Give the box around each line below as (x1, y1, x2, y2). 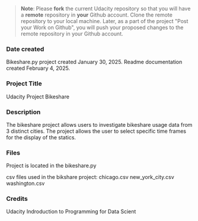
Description (6, 108, 41, 116)
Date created (6, 44, 44, 53)
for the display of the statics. (6, 133, 76, 141)
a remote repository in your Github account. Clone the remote (20, 11, 173, 18)
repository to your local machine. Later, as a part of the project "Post (20, 18, 189, 24)
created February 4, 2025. (6, 65, 70, 72)
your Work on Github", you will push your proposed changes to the (20, 24, 184, 31)
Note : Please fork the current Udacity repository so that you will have (20, 5, 191, 12)
